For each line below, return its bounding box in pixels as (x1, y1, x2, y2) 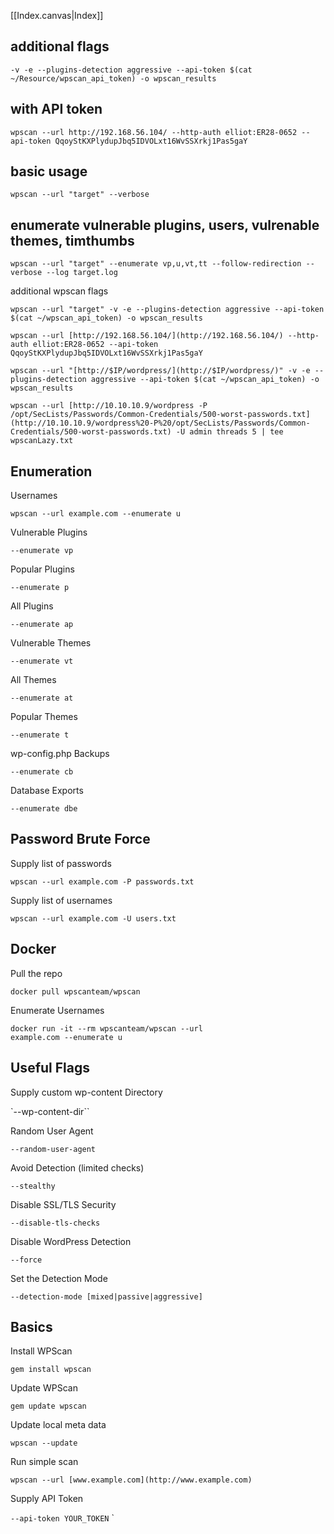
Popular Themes (10, 711, 78, 723)
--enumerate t (10, 730, 70, 740)
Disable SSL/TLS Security (10, 1198, 117, 1210)
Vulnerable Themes (10, 637, 92, 649)
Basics (10, 1318, 53, 1335)
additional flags (10, 38, 110, 55)
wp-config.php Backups (10, 748, 110, 760)
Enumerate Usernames (10, 1004, 105, 1016)
